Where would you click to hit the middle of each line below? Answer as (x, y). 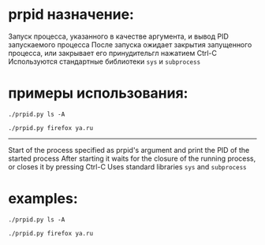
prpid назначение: (71, 15)
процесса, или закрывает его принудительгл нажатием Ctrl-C (113, 53)
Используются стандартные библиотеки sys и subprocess (105, 61)
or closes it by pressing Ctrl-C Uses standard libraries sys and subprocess (127, 166)
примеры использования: (98, 93)
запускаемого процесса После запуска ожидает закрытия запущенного (130, 44)
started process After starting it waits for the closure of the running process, (132, 158)
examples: (43, 199)
